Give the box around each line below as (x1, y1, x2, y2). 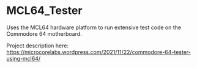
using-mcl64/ (6, 55, 41, 62)
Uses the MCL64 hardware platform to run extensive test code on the (6, 24, 182, 31)
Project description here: (6, 42, 69, 49)
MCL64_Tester (6, 4, 83, 18)
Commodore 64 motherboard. (6, 30, 83, 37)
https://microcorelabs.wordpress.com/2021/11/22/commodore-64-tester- (6, 48, 191, 55)
